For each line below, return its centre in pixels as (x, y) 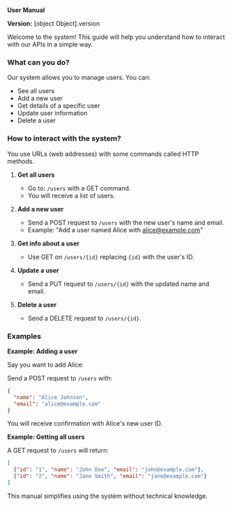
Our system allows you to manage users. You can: (79, 78)
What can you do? (39, 62)
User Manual (26, 10)
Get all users (36, 175)
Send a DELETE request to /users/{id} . (84, 318)
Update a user (38, 270)
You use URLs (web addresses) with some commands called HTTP (103, 154)
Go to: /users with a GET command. (79, 188)
